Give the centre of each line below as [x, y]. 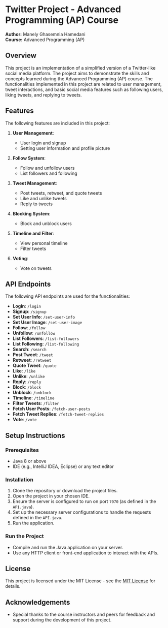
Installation [19, 480]
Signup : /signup [29, 311]
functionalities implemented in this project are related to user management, [83, 84]
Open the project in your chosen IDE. [51, 496]
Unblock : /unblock [32, 393]
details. [13, 586]
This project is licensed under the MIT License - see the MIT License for [80, 581]
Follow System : [29, 158]
